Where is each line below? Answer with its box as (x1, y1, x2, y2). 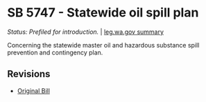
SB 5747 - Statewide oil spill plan (7, 5, 199, 21)
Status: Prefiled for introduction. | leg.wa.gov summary (7, 28, 164, 36)
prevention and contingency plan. (7, 48, 103, 57)
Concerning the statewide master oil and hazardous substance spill (7, 41, 200, 49)
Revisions (7, 68, 51, 80)
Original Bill (17, 86, 51, 94)
